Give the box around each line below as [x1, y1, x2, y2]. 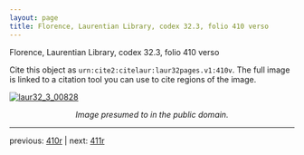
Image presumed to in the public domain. [75, 109, 229, 120]
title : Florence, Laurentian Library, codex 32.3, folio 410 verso [9, 22, 270, 31]
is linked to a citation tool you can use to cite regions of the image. [9, 73, 257, 84]
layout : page [9, 13, 59, 23]
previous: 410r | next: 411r [9, 135, 105, 146]
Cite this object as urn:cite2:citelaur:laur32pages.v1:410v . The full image [9, 64, 290, 75]
